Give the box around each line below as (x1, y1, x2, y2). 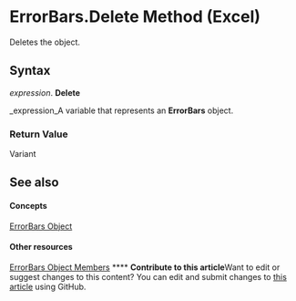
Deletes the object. (9, 36, 80, 47)
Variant (9, 149, 36, 160)
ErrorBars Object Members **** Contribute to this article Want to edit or (9, 262, 281, 273)
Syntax (9, 63, 51, 78)
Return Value (9, 128, 68, 140)
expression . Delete (9, 87, 80, 98)
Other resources (9, 242, 73, 253)
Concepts (9, 201, 47, 212)
